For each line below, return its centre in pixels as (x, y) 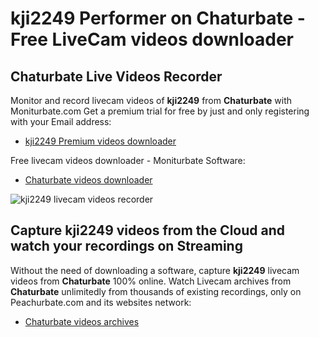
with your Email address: (61, 121)
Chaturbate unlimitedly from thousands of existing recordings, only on (156, 291)
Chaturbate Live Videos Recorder (116, 76)
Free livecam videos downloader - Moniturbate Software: (128, 160)
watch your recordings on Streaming (126, 246)
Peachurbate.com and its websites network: (101, 302)
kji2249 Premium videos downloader (100, 141)
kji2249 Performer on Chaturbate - (158, 18)
